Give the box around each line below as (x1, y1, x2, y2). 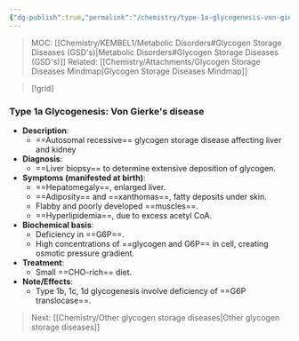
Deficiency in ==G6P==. (35, 228, 125, 240)
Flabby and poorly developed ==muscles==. (35, 201, 198, 211)
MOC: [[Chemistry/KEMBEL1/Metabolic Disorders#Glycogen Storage (30, 37, 282, 48)
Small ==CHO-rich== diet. (35, 266, 132, 277)
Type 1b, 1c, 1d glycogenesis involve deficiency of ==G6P (35, 285, 246, 296)
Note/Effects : (21, 276, 74, 287)
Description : (21, 125, 69, 136)
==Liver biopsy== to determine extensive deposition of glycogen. (35, 163, 276, 173)
